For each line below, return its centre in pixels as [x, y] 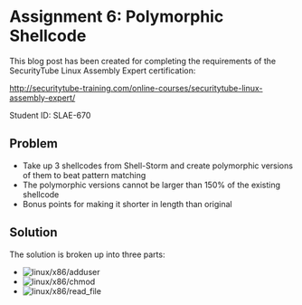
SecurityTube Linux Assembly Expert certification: [103, 71]
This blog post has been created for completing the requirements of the [143, 61]
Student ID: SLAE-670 [50, 115]
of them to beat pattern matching [84, 175]
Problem [34, 143]
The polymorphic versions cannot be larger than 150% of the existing [151, 185]
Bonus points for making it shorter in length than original [127, 204]
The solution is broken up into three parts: [87, 254]
